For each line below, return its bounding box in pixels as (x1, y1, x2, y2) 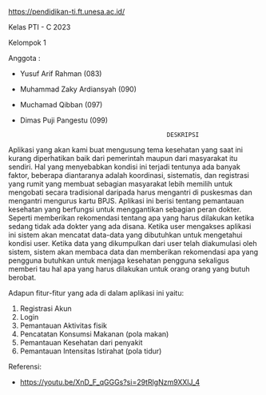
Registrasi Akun (19, 304, 72, 313)
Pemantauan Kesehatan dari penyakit (19, 338, 143, 347)
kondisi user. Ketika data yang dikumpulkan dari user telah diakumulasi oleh (8, 239, 257, 248)
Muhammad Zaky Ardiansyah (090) (19, 84, 137, 94)
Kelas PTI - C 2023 (8, 22, 71, 31)
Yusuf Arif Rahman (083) (19, 69, 102, 79)
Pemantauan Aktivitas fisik (19, 320, 108, 330)
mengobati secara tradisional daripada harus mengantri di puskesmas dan (8, 187, 253, 197)
